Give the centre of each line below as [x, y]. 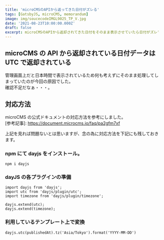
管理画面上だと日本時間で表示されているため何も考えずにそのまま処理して [80, 75]
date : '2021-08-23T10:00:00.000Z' [40, 23]
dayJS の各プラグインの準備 [38, 177]
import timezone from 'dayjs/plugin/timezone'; [54, 196]
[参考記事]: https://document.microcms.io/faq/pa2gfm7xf [63, 123]
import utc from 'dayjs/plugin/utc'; [43, 192]
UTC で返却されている [38, 62]
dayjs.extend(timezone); [30, 209]
